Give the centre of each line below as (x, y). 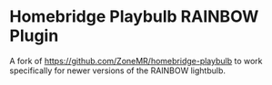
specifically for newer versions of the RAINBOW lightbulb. (117, 71)
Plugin (34, 36)
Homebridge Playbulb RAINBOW (134, 17)
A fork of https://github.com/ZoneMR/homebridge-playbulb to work (136, 61)
